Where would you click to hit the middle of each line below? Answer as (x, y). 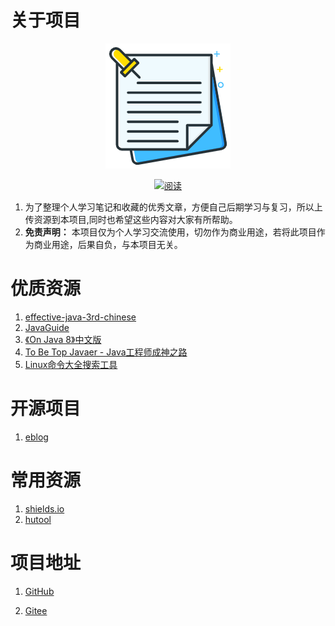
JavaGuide (47, 327)
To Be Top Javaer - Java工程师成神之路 (106, 352)
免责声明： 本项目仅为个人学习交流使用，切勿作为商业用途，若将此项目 (170, 232)
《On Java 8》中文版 (63, 339)
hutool (38, 519)
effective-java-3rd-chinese (80, 317)
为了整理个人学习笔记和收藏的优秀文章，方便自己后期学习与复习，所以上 (173, 207)
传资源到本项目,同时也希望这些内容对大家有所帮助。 (131, 219)
